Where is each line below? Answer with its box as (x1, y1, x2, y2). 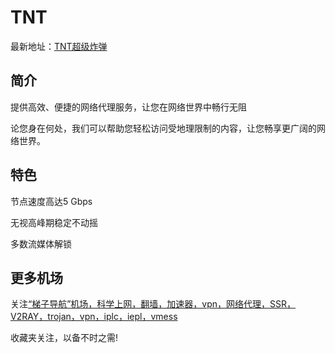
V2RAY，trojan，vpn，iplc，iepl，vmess (10, 311, 178, 323)
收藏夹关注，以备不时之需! (10, 332, 119, 344)
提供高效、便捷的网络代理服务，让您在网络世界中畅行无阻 (10, 101, 247, 113)
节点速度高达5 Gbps (10, 195, 93, 207)
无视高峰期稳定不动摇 (10, 216, 98, 228)
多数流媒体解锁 (10, 237, 72, 250)
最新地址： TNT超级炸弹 (10, 40, 108, 52)
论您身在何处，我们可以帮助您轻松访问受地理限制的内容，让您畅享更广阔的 (10, 122, 317, 134)
